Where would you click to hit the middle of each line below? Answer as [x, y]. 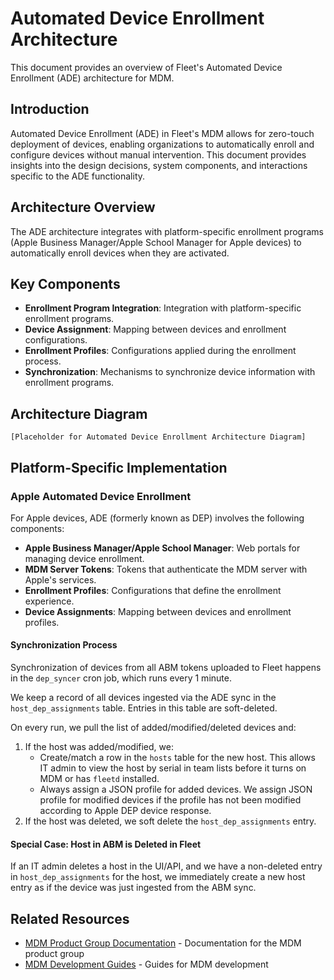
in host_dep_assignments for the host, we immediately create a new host [158, 877]
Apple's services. [60, 579]
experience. [49, 601]
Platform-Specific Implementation [119, 467]
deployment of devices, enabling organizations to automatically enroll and [162, 144]
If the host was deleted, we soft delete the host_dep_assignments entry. [170, 821]
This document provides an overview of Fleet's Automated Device [146, 67]
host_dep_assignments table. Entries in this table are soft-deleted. [144, 708]
